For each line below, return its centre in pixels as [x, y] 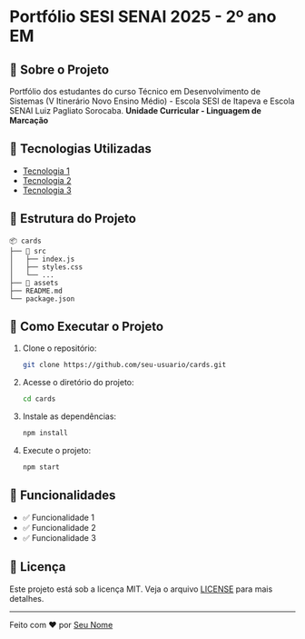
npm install [45, 434]
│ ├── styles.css [46, 267]
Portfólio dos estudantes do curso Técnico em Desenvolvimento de [135, 91]
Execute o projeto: [57, 451]
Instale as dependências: [69, 416]
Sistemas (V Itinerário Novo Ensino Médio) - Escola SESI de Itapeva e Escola [152, 101]
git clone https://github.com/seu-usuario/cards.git [124, 365]
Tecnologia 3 [47, 190]
